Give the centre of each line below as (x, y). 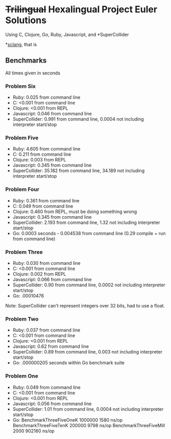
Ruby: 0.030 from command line (46, 263)
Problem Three (24, 252)
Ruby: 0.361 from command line (46, 200)
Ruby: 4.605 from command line (46, 149)
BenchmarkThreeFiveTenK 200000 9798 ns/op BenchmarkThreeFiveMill (89, 425)
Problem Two (22, 319)
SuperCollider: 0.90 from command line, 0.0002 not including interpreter (89, 285)
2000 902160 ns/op (33, 431)
